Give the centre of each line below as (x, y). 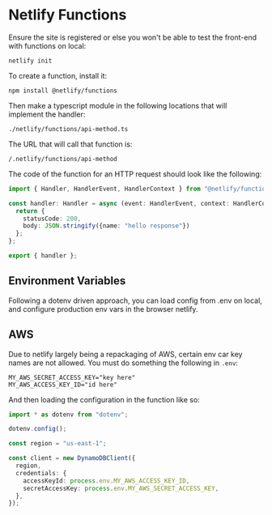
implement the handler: (47, 114)
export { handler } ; (43, 256)
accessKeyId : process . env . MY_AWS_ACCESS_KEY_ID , (106, 481)
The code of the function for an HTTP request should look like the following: (135, 174)
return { (30, 211)
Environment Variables (67, 281)
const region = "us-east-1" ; (57, 444)
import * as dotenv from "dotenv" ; (68, 415)
